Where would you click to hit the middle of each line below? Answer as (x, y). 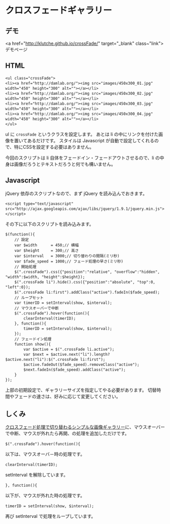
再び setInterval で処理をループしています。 (50, 516)
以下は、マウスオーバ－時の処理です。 (45, 454)
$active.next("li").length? (80, 354)
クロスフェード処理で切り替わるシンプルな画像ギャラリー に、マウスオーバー (85, 427)
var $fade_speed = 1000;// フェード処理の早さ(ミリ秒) (69, 261)
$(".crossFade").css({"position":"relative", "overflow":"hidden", (87, 272)
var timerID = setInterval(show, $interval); (63, 303)
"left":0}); (18, 287)
